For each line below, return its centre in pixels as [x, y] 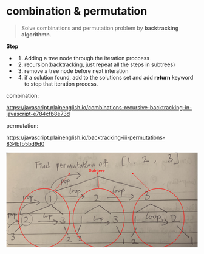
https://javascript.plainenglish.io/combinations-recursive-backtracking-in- [99, 107]
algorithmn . [36, 34]
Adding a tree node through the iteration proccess [87, 58]
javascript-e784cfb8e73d [38, 114]
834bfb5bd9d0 [25, 143]
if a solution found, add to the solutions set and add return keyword [109, 77]
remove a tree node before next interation [76, 70]
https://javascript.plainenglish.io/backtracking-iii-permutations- [86, 137]
